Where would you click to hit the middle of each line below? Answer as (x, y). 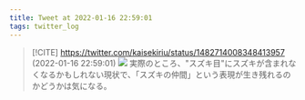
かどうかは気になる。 (71, 85)
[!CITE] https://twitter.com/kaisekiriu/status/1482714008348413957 (158, 52)
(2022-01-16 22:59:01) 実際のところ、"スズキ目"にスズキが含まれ (160, 63)
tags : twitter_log (44, 26)
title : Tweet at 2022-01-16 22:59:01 (81, 18)
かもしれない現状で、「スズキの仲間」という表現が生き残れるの (173, 75)
